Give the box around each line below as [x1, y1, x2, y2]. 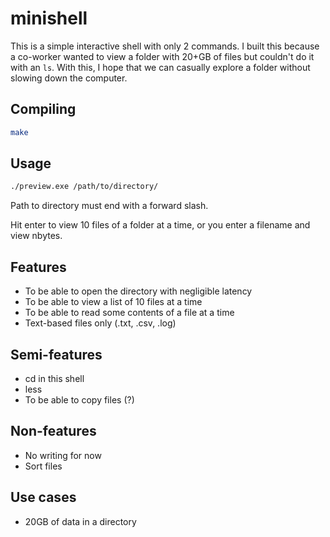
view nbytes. [10, 230, 63, 242]
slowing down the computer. [10, 72, 128, 84]
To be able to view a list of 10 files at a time [24, 296, 203, 308]
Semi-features [10, 346, 103, 363]
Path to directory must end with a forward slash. [10, 200, 209, 212]
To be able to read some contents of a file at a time [24, 307, 235, 319]
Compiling [10, 101, 77, 118]
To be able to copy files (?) [24, 393, 135, 406]
